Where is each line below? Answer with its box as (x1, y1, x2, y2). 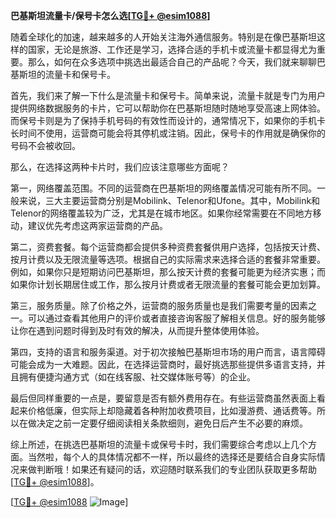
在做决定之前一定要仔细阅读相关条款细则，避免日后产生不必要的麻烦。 (18, 417, 308, 429)
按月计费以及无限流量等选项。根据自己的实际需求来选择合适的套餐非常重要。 (10, 254, 326, 265)
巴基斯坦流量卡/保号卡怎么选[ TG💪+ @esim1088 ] (10, 10, 211, 21)
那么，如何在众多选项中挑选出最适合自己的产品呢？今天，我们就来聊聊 (27, 56, 317, 68)
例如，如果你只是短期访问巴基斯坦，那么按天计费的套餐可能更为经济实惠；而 (10, 266, 326, 278)
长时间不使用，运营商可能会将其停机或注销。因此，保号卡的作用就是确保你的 (10, 127, 326, 139)
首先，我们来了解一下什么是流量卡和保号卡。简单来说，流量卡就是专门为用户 (10, 90, 326, 101)
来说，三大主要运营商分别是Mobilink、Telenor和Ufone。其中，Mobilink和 (18, 195, 321, 206)
